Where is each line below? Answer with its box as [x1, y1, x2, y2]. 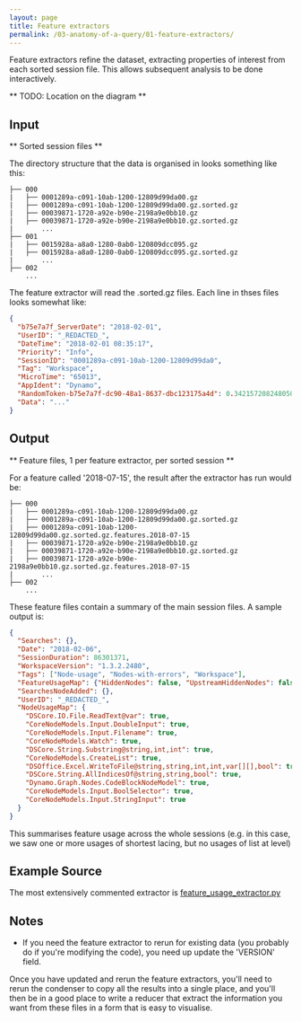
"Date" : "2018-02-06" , [17, 645, 102, 654]
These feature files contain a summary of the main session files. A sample [9, 601, 282, 612]
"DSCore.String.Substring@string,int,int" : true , [25, 744, 215, 754]
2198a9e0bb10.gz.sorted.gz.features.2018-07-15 [9, 562, 191, 571]
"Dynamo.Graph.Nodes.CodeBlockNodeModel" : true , [25, 779, 211, 788]
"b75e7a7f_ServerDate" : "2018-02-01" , [17, 322, 163, 332]
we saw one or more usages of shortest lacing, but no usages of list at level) [9, 837, 291, 849]
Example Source [9, 864, 103, 879]
